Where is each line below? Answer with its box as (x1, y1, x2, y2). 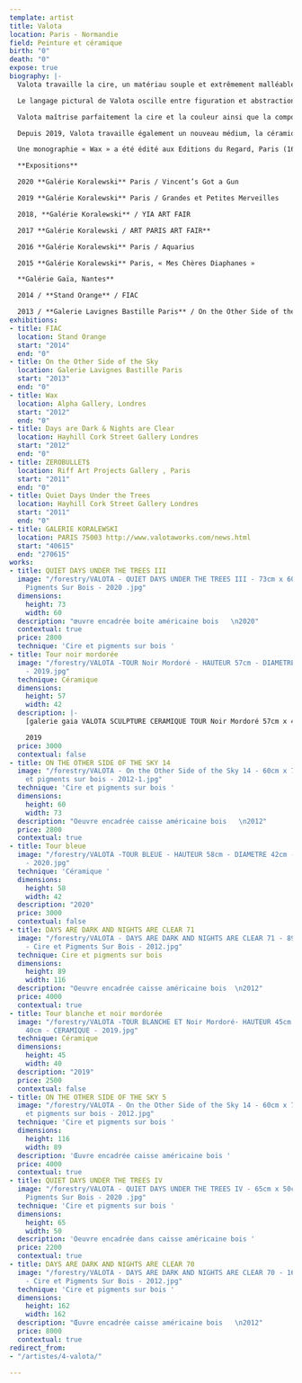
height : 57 (25, 691, 67, 701)
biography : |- (9, 72, 63, 81)
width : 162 (25, 1310, 67, 1319)
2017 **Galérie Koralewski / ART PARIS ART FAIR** (17, 226, 211, 235)
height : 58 (25, 883, 67, 893)
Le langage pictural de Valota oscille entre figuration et (17, 96, 247, 105)
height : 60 (25, 799, 67, 809)
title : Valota (9, 22, 63, 31)
